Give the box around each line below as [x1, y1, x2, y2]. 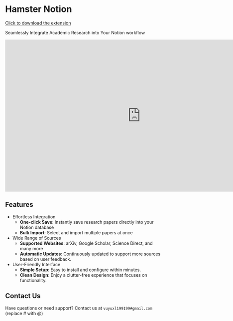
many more [19, 245, 43, 251]
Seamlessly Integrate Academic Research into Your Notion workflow [5, 29, 145, 35]
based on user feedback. [19, 256, 71, 262]
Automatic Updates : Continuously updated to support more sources [19, 251, 161, 257]
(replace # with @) [5, 310, 43, 316]
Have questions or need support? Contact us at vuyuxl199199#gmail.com [5, 305, 153, 311]
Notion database [19, 224, 54, 230]
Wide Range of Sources [12, 235, 61, 241]
